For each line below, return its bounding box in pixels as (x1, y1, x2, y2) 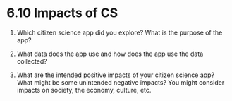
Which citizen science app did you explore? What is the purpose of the (16, 28, 223, 37)
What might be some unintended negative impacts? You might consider (16, 78, 225, 86)
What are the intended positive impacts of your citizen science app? (16, 71, 215, 79)
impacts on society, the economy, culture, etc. (16, 85, 152, 94)
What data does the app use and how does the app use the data (16, 49, 204, 58)
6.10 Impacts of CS (6, 5, 118, 21)
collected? (16, 57, 47, 65)
